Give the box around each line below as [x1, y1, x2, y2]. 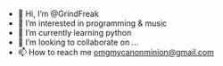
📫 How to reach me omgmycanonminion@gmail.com [17, 47, 214, 57]
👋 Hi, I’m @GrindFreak [17, 9, 100, 19]
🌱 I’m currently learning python [17, 28, 132, 37]
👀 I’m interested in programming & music [17, 18, 168, 29]
